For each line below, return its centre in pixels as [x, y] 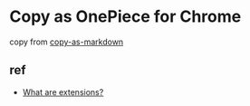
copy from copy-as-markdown [67, 42]
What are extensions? [63, 92]
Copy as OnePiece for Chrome [125, 17]
